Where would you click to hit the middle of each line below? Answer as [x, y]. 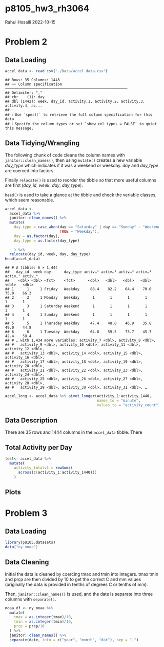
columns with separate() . [31, 599]
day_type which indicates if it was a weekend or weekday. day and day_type [82, 165]
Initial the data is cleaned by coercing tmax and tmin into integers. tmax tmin [82, 574]
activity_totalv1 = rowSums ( [43, 468]
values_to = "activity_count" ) [129, 405]
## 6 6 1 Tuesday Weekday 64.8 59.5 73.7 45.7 [78, 332]
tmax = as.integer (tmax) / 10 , [43, 617]
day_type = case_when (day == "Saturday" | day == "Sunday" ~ [77, 227]
